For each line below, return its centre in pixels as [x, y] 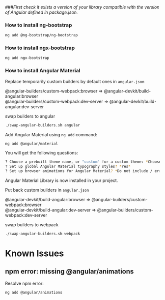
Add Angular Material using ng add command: [51, 134]
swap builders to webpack [32, 225]
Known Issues [35, 254]
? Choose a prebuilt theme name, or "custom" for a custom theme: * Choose [83, 162]
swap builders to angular [30, 116]
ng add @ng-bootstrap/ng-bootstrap [41, 35]
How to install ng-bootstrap [39, 25]
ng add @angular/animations [34, 292]
